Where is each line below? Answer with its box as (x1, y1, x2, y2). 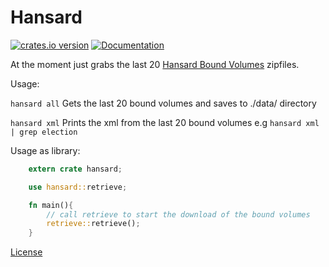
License (10, 246, 43, 258)
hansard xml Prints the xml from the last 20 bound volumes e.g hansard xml (10, 116, 320, 128)
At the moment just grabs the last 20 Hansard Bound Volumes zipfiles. (10, 58, 300, 70)
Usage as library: (10, 144, 81, 156)
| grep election (10, 127, 78, 137)
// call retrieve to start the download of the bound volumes (46, 209, 311, 220)
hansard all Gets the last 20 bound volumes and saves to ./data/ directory (10, 97, 317, 109)
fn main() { (28, 200, 74, 210)
